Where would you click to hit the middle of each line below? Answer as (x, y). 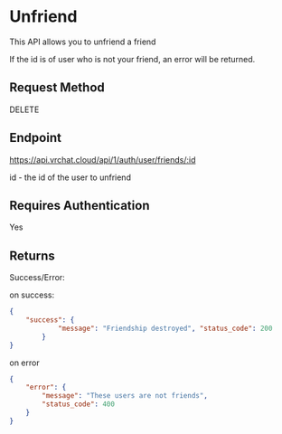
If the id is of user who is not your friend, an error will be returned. (132, 59)
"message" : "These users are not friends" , (125, 396)
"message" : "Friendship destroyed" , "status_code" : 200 (165, 328)
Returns (33, 255)
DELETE (24, 109)
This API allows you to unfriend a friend (83, 42)
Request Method (57, 88)
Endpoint (35, 138)
